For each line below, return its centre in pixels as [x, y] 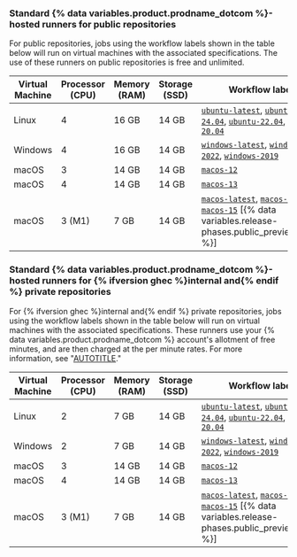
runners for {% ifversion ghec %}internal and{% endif [160, 281]
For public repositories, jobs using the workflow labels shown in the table [142, 43]
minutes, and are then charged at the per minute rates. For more [126, 349]
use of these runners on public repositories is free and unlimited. [127, 62]
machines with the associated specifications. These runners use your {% [142, 329]
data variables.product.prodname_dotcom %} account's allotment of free [142, 339]
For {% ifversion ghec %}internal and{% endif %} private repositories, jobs [145, 311]
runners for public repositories [109, 24]
